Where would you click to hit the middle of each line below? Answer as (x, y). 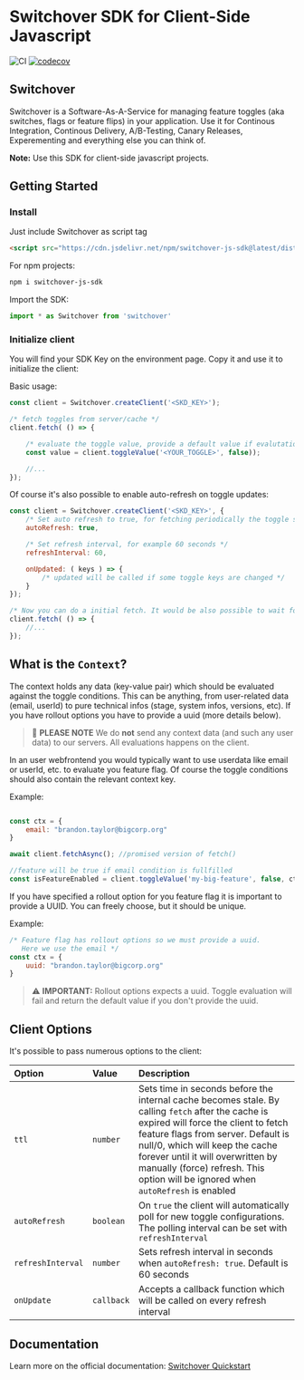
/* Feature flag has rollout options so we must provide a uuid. (135, 940)
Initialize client (42, 339)
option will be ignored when (197, 1180)
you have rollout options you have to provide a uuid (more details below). (145, 715)
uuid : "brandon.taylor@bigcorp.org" (95, 965)
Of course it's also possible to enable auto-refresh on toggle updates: (139, 495)
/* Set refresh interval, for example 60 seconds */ (127, 545)
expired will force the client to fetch (214, 1123)
